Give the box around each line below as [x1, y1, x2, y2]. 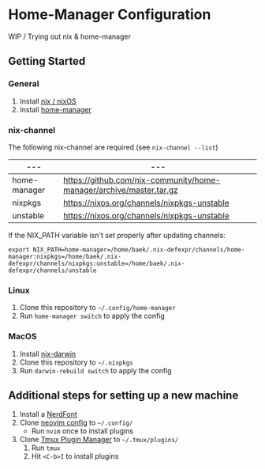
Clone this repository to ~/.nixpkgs [19, 357, 134, 367]
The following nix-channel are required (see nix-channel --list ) [8, 142, 218, 152]
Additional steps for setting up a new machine [8, 388, 239, 402]
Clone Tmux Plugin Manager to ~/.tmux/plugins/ [19, 435, 179, 444]
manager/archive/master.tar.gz [62, 184, 179, 195]
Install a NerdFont [19, 410, 77, 419]
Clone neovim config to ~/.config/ [19, 418, 133, 428]
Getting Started [8, 55, 86, 68]
